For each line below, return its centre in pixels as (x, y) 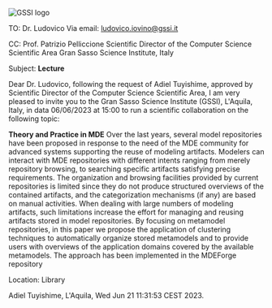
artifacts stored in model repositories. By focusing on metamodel (117, 221)
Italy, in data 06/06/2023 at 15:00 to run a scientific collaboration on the (129, 110)
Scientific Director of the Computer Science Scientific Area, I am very (124, 93)
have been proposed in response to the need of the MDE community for (129, 143)
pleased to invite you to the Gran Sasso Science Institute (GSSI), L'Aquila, (131, 101)
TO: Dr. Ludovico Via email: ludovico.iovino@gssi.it (93, 28)
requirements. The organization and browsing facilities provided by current (134, 178)
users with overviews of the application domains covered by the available (131, 247)
